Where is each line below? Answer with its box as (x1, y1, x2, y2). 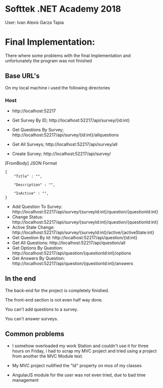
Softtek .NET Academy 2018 (5, 3, 122, 15)
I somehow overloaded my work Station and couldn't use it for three (12, 343, 149, 349)
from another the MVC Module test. (12, 353, 84, 359)
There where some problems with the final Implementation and (5, 53, 131, 58)
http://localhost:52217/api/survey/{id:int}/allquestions (12, 132, 119, 138)
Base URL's (5, 72, 40, 80)
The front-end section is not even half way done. (5, 297, 103, 302)
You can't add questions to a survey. (5, 306, 78, 312)
